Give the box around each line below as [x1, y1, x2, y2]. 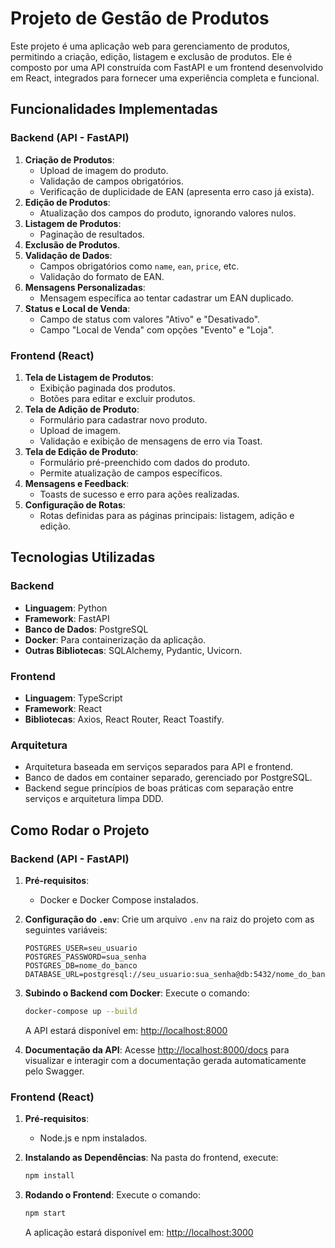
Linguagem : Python [24, 602, 108, 614]
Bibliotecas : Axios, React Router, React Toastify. [24, 713, 225, 725]
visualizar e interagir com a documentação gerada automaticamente [24, 1054, 307, 1066]
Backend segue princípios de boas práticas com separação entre [24, 782, 294, 794]
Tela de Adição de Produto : [24, 403, 140, 415]
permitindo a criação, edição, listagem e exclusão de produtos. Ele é [10, 50, 293, 62]
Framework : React [24, 702, 103, 714]
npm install [24, 1171, 75, 1181]
